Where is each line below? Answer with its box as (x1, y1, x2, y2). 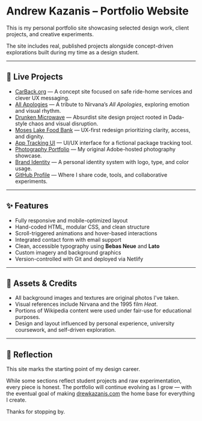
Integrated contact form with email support (14, 236, 121, 243)
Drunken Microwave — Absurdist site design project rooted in (14, 113, 168, 121)
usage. (14, 165, 32, 172)
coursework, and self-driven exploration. (14, 326, 116, 334)
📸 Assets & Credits (6, 278, 77, 288)
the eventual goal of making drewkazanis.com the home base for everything (6, 390, 195, 397)
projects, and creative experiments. (6, 30, 94, 37)
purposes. (14, 314, 41, 321)
